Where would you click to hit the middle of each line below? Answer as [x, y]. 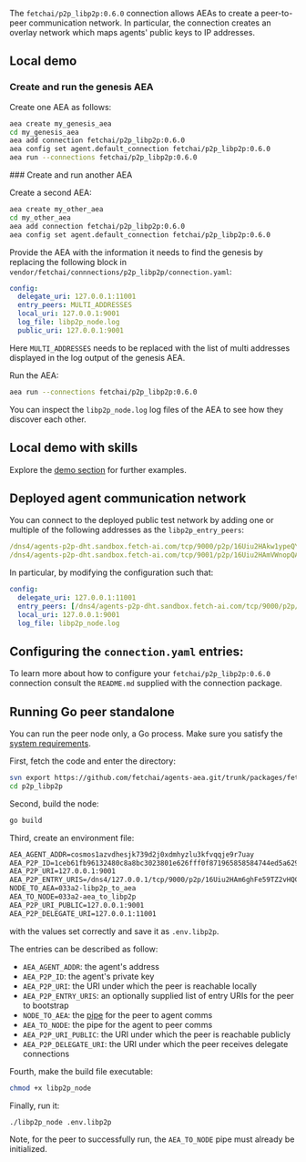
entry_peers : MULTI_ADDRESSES [75, 305]
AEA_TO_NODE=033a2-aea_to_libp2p [73, 897]
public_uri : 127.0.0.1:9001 [71, 330]
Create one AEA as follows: [61, 107]
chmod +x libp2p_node [51, 1088]
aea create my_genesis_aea [61, 123]
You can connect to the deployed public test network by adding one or [142, 520]
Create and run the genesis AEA [82, 87]
